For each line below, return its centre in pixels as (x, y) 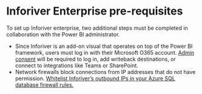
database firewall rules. (44, 85)
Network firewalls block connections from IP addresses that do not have (105, 72)
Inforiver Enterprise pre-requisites (95, 11)
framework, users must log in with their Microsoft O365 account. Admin (105, 52)
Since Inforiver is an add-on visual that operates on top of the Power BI (104, 46)
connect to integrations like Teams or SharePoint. (76, 65)
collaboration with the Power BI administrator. (63, 34)
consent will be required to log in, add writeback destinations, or (95, 59)
